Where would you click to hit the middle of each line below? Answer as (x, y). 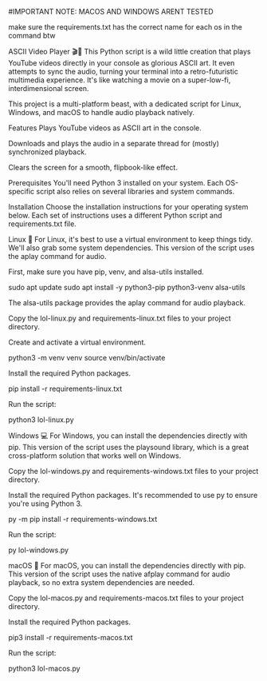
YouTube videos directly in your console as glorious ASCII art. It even (122, 63)
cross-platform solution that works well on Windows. (95, 456)
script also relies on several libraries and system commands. (135, 191)
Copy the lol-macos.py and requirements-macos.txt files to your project (126, 598)
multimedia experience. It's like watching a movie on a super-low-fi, (120, 80)
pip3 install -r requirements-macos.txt (71, 637)
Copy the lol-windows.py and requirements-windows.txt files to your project (133, 471)
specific (22, 191)
